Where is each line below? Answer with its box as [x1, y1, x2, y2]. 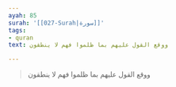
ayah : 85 [8, 11, 37, 20]
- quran [8, 33, 34, 42]
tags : [8, 26, 26, 34]
